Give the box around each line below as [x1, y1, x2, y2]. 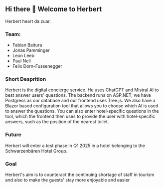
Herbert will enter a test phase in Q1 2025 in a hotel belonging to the [5, 143, 146, 149]
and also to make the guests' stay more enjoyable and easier [5, 177, 130, 183]
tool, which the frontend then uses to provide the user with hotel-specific [5, 113, 156, 120]
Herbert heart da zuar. [5, 18, 51, 24]
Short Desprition [5, 76, 46, 83]
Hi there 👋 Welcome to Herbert [5, 5, 102, 13]
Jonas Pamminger [12, 47, 50, 53]
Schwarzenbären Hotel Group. [5, 148, 68, 154]
